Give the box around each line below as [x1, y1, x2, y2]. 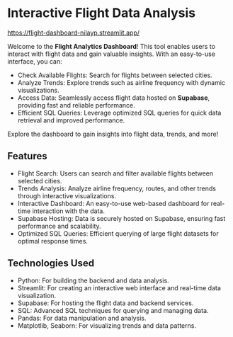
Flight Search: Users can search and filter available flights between [17, 168, 214, 178]
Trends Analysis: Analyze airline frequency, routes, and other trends [17, 184, 216, 193]
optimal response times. [17, 236, 89, 245]
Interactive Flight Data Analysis [7, 5, 196, 21]
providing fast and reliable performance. [17, 101, 136, 109]
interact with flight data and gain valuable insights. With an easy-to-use [7, 50, 216, 58]
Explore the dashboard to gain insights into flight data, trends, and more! [7, 130, 219, 138]
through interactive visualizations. [17, 191, 117, 200]
